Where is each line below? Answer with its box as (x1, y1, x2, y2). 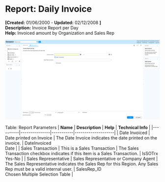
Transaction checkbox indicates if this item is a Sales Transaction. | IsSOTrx (5, 150, 158, 156)
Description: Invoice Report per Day (5, 24, 79, 30)
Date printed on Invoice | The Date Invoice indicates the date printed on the (5, 135, 157, 140)
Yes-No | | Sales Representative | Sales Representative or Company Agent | (5, 156, 158, 161)
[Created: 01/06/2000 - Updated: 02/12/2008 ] (5, 20, 102, 25)
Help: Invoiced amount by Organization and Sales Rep (5, 30, 114, 36)
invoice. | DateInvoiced (5, 140, 52, 146)
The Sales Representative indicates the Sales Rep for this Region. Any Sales (5, 160, 159, 167)
